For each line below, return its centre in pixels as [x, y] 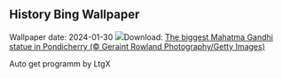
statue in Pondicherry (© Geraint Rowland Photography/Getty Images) [137, 46]
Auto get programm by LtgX [60, 63]
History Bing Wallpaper [74, 15]
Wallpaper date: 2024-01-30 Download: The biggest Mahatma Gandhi [141, 37]
